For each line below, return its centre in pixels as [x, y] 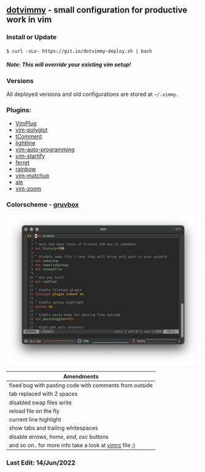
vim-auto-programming [45, 149]
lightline [25, 143]
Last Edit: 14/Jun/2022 [41, 463]
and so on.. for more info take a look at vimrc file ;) [72, 445]
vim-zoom [28, 189]
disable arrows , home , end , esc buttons [59, 436]
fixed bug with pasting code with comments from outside [81, 385]
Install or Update [32, 37]
